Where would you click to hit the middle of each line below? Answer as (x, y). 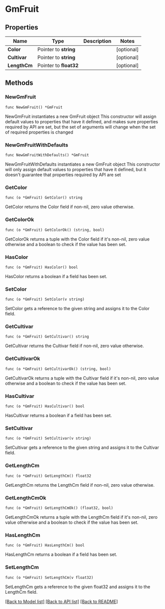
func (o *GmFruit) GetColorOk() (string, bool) (55, 230)
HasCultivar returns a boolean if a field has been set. (59, 416)
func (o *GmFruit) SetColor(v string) (45, 299)
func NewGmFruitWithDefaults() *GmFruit (47, 155)
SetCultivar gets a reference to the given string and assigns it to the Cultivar (82, 448)
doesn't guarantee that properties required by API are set (63, 175)
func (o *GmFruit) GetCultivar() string (47, 337)
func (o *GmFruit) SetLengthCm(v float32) (49, 577)
